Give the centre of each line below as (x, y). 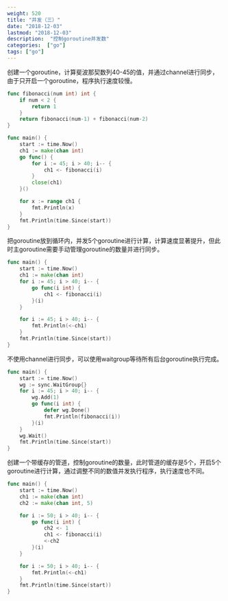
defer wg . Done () (67, 410)
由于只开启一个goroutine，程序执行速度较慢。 (72, 80)
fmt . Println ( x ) (53, 208)
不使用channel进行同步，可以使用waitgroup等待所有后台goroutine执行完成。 (115, 359)
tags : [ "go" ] (26, 52)
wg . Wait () (34, 436)
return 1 (44, 106)
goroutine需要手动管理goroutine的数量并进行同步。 (91, 249)
